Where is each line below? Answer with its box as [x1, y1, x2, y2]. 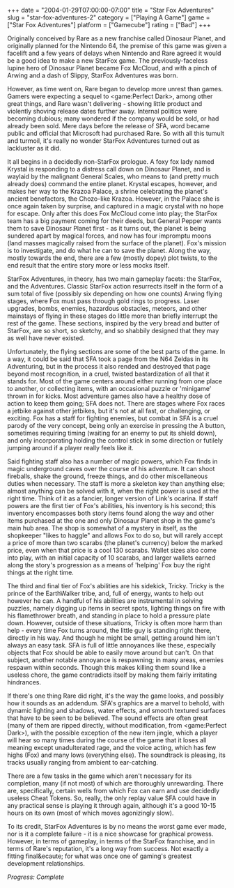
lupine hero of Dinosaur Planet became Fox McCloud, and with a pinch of [7, 64, 217, 72]
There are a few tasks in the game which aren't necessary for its [7, 772, 192, 780]
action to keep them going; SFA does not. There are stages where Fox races [7, 399, 225, 407]
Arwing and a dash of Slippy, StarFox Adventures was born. [7, 71, 179, 79]
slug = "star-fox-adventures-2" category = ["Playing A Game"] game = [7, 13, 210, 22]
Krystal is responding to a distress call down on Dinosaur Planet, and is [7, 165, 211, 173]
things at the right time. [7, 568, 75, 576]
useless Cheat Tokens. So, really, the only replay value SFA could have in [7, 794, 217, 802]
